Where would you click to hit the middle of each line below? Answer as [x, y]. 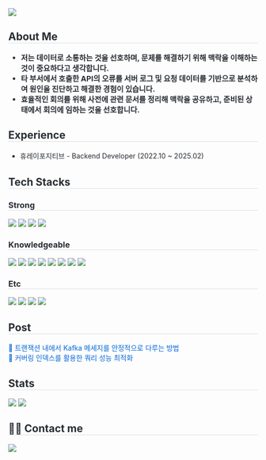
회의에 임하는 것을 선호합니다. [91, 110]
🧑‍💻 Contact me [46, 429]
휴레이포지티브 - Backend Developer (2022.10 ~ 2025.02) [112, 156]
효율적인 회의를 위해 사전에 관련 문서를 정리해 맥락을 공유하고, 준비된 [133, 99]
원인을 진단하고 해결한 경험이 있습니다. [92, 89]
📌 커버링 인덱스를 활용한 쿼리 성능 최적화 [70, 358]
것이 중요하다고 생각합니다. [65, 68]
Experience [37, 135]
